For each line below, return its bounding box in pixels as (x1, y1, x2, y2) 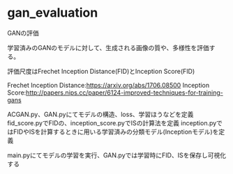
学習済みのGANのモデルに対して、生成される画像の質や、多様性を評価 (7, 43, 209, 52)
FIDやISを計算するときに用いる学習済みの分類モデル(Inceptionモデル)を (13, 127, 219, 136)
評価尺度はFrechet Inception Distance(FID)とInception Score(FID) (7, 67, 195, 75)
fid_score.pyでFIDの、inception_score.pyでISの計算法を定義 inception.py (7, 118, 217, 127)
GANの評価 (7, 29, 40, 37)
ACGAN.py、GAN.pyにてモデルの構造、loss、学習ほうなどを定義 (7, 110, 194, 118)
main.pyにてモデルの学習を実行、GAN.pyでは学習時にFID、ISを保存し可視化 (7, 151, 227, 159)
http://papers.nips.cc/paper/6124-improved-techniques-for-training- (25, 88, 223, 97)
